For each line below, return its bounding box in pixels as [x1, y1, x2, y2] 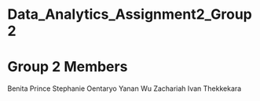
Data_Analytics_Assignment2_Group [7, 5, 253, 23]
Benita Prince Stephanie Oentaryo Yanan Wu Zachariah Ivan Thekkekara [7, 84, 242, 93]
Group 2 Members [7, 58, 128, 76]
